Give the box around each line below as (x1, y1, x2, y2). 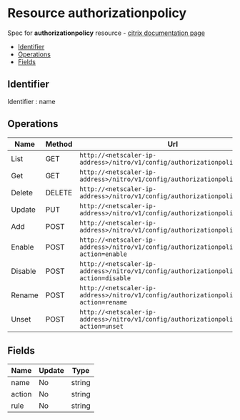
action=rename (79, 298, 127, 306)
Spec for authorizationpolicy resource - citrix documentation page (7, 29, 206, 37)
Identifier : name (7, 97, 56, 106)
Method (45, 139, 73, 149)
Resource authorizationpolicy (7, 5, 187, 21)
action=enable (79, 250, 127, 258)
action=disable (79, 274, 131, 282)
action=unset (79, 322, 124, 330)
